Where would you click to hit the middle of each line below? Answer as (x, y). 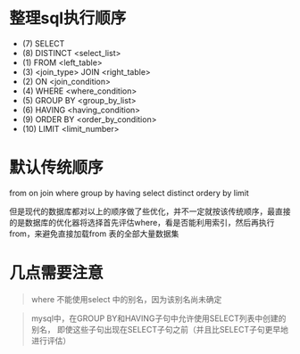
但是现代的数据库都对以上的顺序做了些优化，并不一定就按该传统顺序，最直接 (150, 211)
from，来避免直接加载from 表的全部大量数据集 (94, 234)
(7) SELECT (43, 43)
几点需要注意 (57, 273)
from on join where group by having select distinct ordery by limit (129, 193)
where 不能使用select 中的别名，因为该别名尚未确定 (126, 299)
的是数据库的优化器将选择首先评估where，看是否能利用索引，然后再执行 (142, 222)
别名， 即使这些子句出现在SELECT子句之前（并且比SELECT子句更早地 (159, 329)
